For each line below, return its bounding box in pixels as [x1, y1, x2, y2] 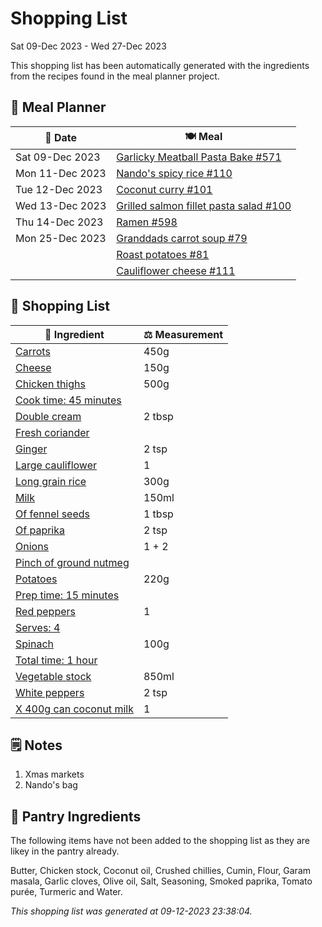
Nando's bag [24, 779, 78, 791]
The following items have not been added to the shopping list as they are [10, 835, 310, 847]
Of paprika [15, 523, 66, 537]
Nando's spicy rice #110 [116, 166, 233, 180]
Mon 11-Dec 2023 [15, 166, 107, 180]
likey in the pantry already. [10, 845, 120, 857]
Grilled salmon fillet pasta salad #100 [116, 198, 292, 212]
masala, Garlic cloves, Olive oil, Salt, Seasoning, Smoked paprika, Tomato [10, 875, 313, 887]
